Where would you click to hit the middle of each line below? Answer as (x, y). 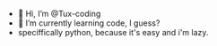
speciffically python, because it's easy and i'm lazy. (113, 32)
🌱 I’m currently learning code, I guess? (89, 23)
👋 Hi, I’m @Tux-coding (59, 14)
